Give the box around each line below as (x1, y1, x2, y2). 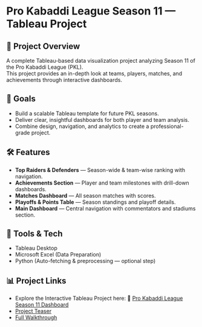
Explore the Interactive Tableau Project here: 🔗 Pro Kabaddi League (15, 294, 183, 302)
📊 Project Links (6, 276, 67, 286)
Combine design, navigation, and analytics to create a (15, 122, 149, 130)
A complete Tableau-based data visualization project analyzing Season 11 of (6, 57, 195, 64)
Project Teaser (15, 308, 52, 315)
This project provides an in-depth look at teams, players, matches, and (6, 70, 183, 77)
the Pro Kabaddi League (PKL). (6, 63, 83, 71)
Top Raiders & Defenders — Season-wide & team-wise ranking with (15, 166, 186, 173)
